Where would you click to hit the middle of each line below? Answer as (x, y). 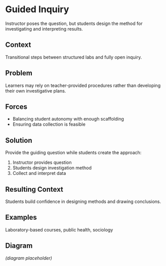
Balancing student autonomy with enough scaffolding (68, 119)
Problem (19, 73)
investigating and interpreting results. (44, 28)
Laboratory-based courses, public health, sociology (59, 229)
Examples (21, 217)
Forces (16, 107)
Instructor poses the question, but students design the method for (74, 23)
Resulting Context (34, 189)
